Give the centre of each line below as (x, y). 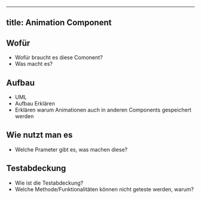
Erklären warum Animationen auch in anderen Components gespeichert (103, 110)
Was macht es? (33, 64)
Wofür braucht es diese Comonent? (59, 58)
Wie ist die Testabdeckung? (49, 183)
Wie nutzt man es (39, 135)
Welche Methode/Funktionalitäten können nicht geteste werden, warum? (104, 189)
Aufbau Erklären (35, 104)
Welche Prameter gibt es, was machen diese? (71, 149)
